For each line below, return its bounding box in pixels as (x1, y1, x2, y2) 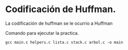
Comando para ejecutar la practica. (5, 30, 79, 36)
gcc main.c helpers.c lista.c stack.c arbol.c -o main (5, 39, 123, 45)
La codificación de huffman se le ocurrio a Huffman (5, 20, 113, 26)
